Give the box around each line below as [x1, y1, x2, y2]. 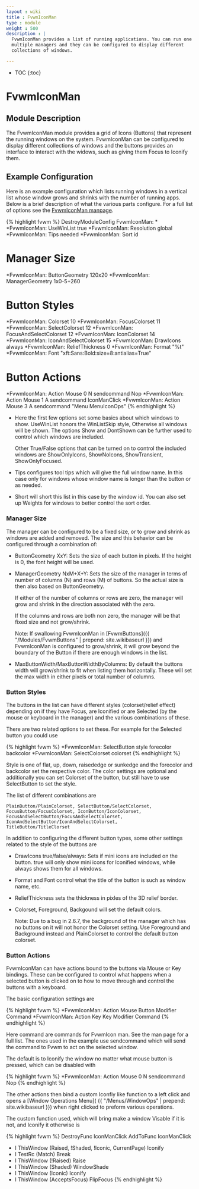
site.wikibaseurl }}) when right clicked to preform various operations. [6, 1103, 174, 1110]
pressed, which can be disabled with [6, 1062, 96, 1069]
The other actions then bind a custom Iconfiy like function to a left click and [6, 1091, 191, 1098]
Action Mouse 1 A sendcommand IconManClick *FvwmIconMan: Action [6, 396, 181, 403]
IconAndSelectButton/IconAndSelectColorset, [6, 819, 118, 825]
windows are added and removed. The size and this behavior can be [6, 534, 174, 542]
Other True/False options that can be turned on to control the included [14, 445, 187, 452]
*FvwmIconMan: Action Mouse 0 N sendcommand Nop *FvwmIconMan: [6, 390, 184, 398]
